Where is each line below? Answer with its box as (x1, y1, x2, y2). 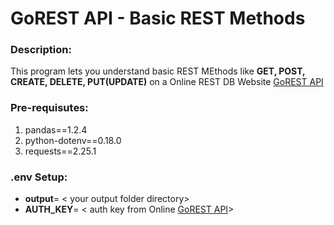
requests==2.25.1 (24, 145, 97, 157)
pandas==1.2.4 (24, 123, 88, 136)
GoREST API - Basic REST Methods (10, 7, 306, 30)
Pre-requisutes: (10, 101, 89, 115)
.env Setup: (10, 170, 68, 184)
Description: (10, 43, 72, 57)
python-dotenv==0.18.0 (24, 134, 122, 146)
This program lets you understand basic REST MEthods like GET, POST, (10, 65, 306, 77)
